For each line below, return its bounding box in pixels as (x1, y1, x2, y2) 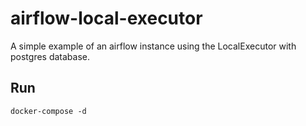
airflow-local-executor (10, 7, 203, 30)
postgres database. (10, 50, 91, 62)
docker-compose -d (10, 106, 87, 116)
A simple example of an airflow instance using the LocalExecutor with (10, 40, 297, 52)
